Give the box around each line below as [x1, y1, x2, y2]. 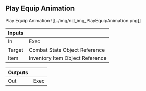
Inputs [8, 29, 24, 36]
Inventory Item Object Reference [29, 54, 107, 61]
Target [8, 46, 24, 53]
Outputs [8, 69, 28, 76]
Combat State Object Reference [29, 46, 105, 53]
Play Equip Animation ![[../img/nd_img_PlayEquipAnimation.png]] [5, 17, 141, 23]
